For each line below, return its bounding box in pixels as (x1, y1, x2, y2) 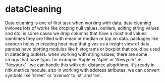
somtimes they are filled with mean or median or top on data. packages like (5, 36, 159, 41)
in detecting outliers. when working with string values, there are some (5, 51, 148, 57)
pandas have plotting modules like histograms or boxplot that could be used (5, 46, 160, 52)
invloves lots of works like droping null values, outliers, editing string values (5, 25, 160, 31)
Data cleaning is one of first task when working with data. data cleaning (5, 20, 152, 26)
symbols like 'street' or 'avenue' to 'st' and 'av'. (5, 72, 102, 78)
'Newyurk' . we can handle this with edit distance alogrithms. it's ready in (5, 62, 155, 68)
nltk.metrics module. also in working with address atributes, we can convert (5, 67, 160, 73)
